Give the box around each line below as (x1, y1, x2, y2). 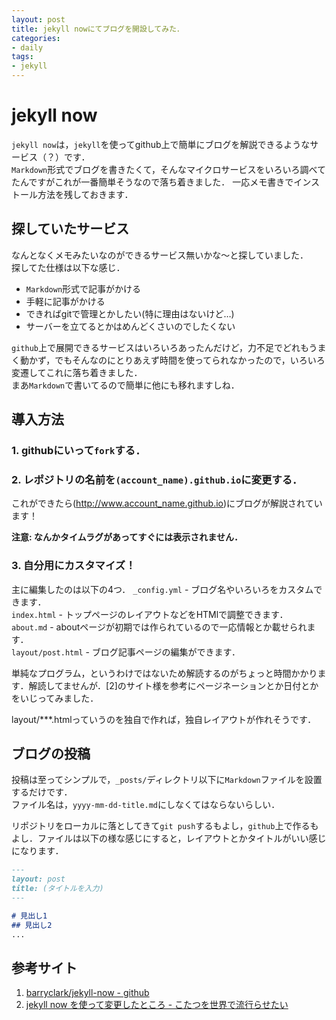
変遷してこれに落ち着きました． (11, 366, 143, 378)
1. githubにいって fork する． (11, 444, 146, 458)
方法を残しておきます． (37, 188, 134, 200)
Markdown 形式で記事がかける (25, 282, 142, 295)
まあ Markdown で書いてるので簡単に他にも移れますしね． (11, 379, 240, 391)
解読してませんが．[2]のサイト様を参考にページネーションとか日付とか (28, 679, 319, 691)
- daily (11, 42, 44, 53)
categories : (11, 33, 61, 43)
